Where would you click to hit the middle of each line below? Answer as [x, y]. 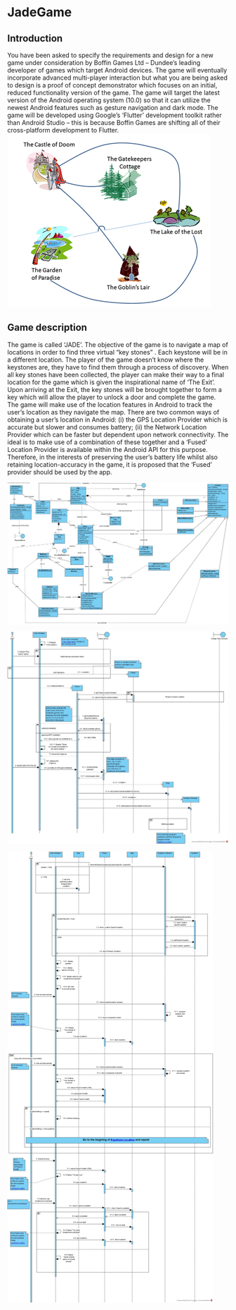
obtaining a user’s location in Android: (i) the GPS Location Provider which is [118, 420]
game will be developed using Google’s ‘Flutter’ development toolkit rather [115, 115]
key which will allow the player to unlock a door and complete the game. [112, 397]
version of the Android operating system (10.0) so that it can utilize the [109, 100]
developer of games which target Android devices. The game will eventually [117, 70]
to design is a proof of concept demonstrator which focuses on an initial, [112, 85]
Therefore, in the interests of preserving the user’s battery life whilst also [112, 457]
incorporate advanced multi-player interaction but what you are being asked [118, 78]
